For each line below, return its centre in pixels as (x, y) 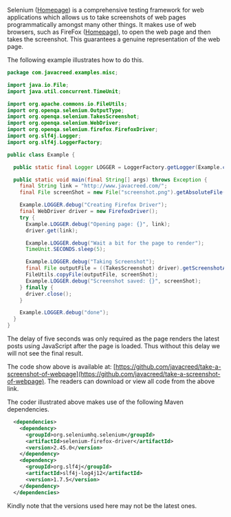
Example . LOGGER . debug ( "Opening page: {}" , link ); (98, 224)
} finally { (36, 287)
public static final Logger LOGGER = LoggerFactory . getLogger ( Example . (118, 167)
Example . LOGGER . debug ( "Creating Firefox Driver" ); (93, 205)
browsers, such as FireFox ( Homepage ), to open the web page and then (109, 32)
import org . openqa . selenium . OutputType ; (66, 110)
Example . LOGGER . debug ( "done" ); (64, 313)
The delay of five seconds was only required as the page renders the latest (113, 338)
